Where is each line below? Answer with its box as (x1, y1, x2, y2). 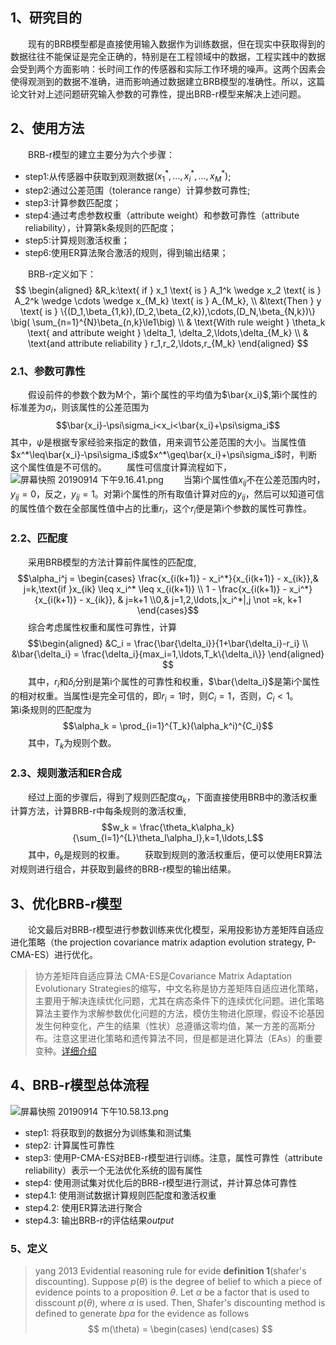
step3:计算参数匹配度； (24, 197, 122, 209)
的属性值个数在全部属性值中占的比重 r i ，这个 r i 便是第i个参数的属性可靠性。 (10, 502, 312, 517)
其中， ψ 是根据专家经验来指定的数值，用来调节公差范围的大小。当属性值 (10, 436, 307, 448)
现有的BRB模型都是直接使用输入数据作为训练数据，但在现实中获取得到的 (28, 38, 326, 50)
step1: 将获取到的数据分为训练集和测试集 (24, 1126, 192, 1138)
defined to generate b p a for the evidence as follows (34, 1308, 250, 1320)
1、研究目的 (10, 9, 83, 27)
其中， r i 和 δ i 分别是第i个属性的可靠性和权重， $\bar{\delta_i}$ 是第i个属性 (28, 675, 320, 690)
